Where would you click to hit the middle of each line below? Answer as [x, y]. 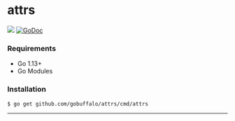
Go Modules [35, 71]
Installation [27, 90]
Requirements [32, 48]
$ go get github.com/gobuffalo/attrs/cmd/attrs [78, 104]
